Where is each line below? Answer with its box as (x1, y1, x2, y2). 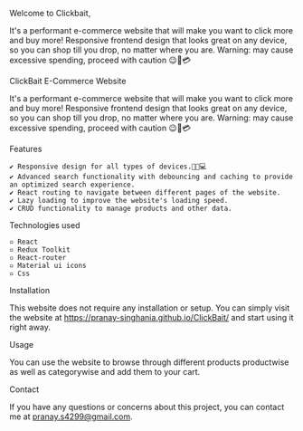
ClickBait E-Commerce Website (9, 76, 127, 86)
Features (9, 144, 43, 154)
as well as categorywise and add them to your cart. (9, 367, 201, 377)
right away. (9, 321, 52, 332)
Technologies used (9, 220, 80, 230)
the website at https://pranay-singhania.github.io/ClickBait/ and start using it (9, 312, 294, 322)
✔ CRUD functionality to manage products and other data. (9, 204, 232, 213)
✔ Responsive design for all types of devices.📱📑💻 (9, 162, 207, 171)
